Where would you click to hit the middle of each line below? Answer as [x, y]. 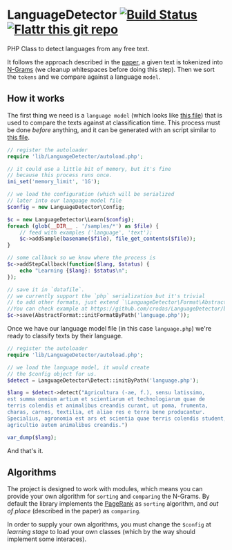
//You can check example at [48, 309]
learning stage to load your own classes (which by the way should [101, 532]
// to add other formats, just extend [63, 302]
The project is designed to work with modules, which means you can [105, 489]
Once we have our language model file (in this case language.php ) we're [109, 328]
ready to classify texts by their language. [65, 336]
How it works [36, 99]
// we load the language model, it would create [78, 367]
